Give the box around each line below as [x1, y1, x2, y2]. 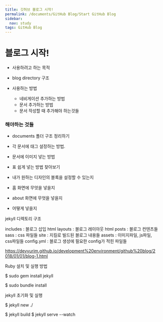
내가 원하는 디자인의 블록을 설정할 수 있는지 [12, 175, 94, 180]
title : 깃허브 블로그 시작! [5, 7, 54, 12]
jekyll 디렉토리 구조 [5, 216, 42, 222]
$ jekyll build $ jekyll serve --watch [5, 312, 76, 318]
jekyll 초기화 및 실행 [5, 292, 43, 298]
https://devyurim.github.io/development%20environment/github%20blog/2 [5, 248, 156, 254]
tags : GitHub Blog [5, 25, 42, 30]
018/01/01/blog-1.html [5, 253, 48, 259]
